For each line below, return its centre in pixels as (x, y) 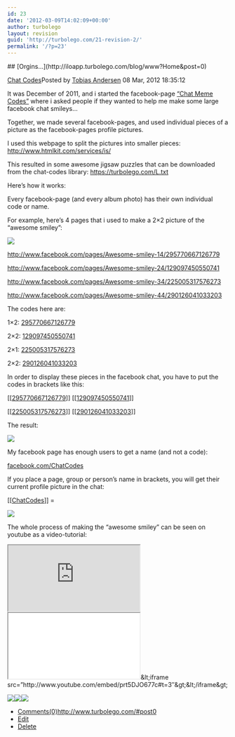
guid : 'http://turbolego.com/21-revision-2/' (75, 40)
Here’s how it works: (37, 185)
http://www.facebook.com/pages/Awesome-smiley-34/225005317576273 (114, 281)
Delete (27, 726)
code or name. (28, 207)
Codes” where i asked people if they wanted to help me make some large (113, 101)
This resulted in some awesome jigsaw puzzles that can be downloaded (111, 164)
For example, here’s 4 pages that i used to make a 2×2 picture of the (106, 220)
